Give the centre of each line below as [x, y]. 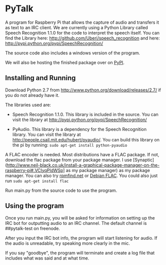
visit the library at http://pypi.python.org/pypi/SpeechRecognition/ [80, 120]
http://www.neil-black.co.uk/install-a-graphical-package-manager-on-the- [83, 165]
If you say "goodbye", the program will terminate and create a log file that [80, 253]
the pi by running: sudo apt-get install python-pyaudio [70, 145]
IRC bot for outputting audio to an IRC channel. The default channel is [76, 223]
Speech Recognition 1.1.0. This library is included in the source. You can [85, 114]
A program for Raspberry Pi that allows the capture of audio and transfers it [82, 22]
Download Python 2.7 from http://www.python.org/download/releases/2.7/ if [83, 90]
